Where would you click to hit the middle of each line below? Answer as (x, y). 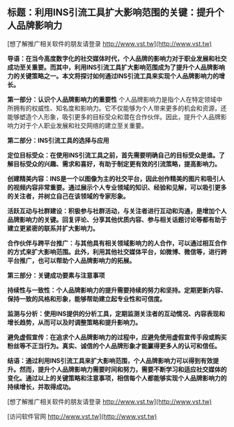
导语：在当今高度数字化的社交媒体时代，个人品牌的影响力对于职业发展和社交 (117, 59)
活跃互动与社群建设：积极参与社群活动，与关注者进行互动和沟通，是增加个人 (117, 210)
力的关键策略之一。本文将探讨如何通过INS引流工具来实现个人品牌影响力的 (113, 76)
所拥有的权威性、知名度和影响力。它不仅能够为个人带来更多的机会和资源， (114, 108)
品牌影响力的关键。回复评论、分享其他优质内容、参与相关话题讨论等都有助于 (117, 219)
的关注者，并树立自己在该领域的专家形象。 (68, 196)
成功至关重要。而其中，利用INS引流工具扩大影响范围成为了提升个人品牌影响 (116, 67)
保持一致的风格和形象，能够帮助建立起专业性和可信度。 (86, 299)
